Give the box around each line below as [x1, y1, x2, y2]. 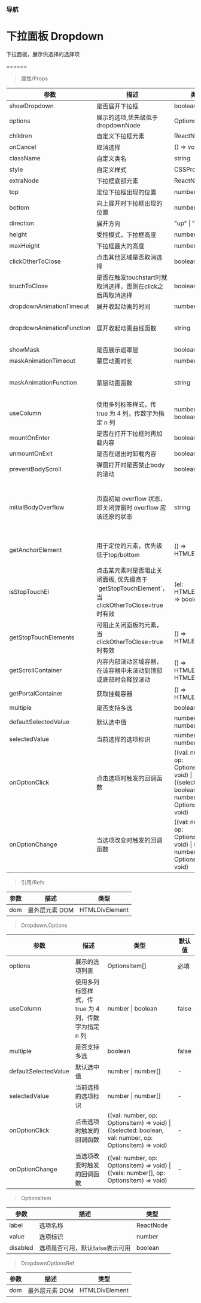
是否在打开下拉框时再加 [96, 429, 163, 438]
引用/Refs [20, 878, 45, 886]
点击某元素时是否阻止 [96, 566, 157, 575]
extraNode [9, 176, 39, 185]
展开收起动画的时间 [96, 302, 151, 310]
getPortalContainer [9, 689, 63, 697]
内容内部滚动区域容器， [96, 657, 163, 666]
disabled [9, 1243, 33, 1252]
